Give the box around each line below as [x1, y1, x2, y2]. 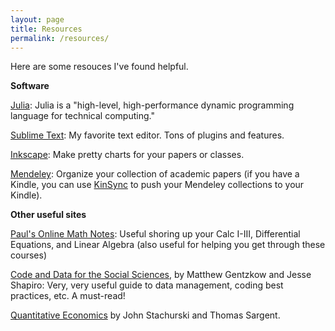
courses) [10, 249, 47, 261]
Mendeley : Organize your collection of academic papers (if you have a [10, 168, 300, 180]
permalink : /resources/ [10, 33, 110, 43]
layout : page [10, 14, 65, 25]
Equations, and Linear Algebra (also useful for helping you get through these [10, 239, 326, 251]
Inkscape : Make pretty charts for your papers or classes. [10, 149, 245, 161]
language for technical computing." [10, 110, 155, 122]
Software [10, 80, 50, 92]
